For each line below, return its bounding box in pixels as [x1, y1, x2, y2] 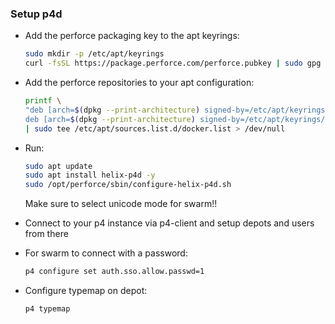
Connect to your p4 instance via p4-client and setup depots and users [24, 217, 315, 229]
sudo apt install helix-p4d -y [24, 170, 156, 181]
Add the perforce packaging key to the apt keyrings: [24, 30, 240, 42]
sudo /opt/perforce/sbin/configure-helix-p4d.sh [24, 180, 232, 190]
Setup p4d [10, 7, 63, 21]
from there [24, 228, 69, 240]
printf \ [24, 96, 62, 106]
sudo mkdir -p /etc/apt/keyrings [24, 49, 165, 59]
